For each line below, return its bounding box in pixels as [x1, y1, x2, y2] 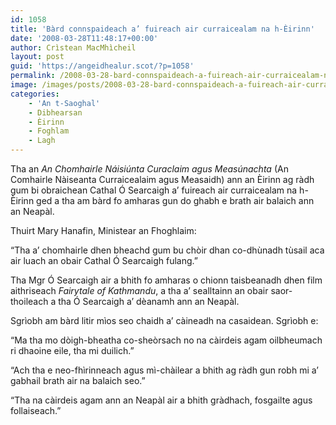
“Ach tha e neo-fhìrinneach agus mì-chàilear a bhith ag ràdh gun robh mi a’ [10, 364, 319, 376]
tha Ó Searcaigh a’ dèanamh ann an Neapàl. [58, 296, 240, 307]
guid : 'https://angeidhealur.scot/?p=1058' [10, 61, 195, 71]
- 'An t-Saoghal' [28, 98, 101, 108]
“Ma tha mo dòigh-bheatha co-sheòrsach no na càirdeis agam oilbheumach [10, 334, 323, 346]
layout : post [10, 52, 65, 62]
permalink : [10, 71, 56, 81]
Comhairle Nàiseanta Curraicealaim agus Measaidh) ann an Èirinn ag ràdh [10, 174, 315, 185]
